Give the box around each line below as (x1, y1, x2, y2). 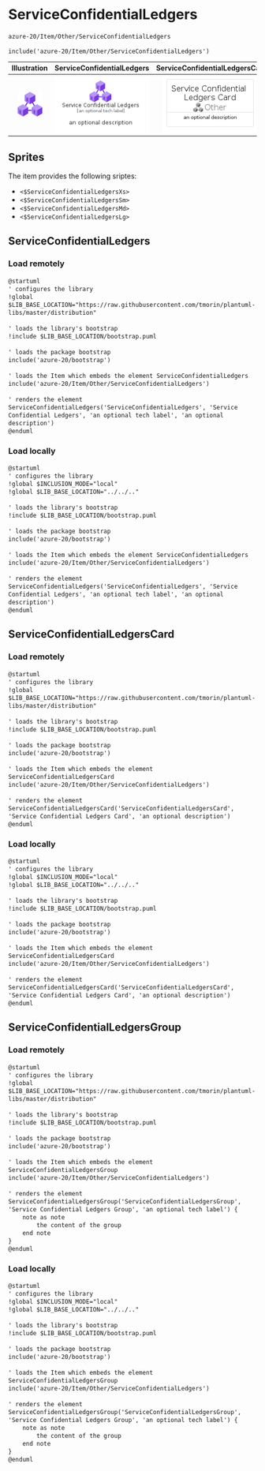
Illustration (11, 63, 49, 73)
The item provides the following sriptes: (8, 171, 137, 181)
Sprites (8, 150, 45, 163)
